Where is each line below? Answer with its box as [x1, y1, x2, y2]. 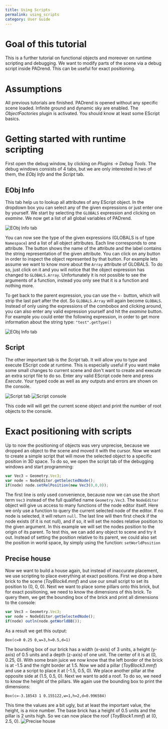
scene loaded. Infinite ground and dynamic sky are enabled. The [5, 105, 139, 111]
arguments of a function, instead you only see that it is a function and [5, 277, 149, 283]
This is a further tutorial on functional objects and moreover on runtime [5, 55, 152, 61]
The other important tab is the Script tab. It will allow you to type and [5, 356, 147, 362]
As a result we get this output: [5, 628, 67, 634]
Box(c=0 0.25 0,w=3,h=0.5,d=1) [5, 637, 71, 643]
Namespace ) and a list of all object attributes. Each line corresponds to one [5, 240, 156, 246]
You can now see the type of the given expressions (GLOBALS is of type [5, 234, 155, 240]
